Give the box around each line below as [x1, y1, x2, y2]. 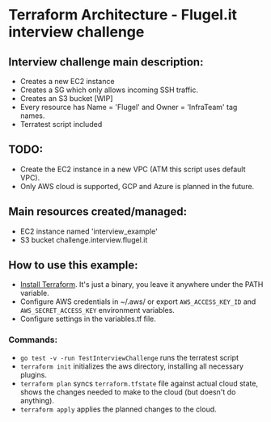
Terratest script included [19, 120, 103, 129]
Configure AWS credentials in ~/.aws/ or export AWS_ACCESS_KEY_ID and [19, 297, 256, 306]
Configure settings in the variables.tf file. [19, 314, 156, 324]
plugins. [19, 369, 47, 379]
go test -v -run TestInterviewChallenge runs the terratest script [19, 352, 239, 362]
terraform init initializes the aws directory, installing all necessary [19, 361, 244, 371]
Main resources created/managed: [8, 205, 188, 219]
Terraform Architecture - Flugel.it [8, 6, 237, 24]
